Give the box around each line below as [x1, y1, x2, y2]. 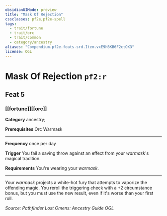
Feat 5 [5, 90, 25, 99]
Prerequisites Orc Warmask [5, 126, 63, 132]
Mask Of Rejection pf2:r [5, 70, 107, 82]
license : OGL [5, 49, 32, 54]
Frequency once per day [5, 141, 56, 147]
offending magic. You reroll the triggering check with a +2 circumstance [5, 185, 153, 191]
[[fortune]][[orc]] [5, 105, 47, 112]
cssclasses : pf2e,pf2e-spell [5, 16, 66, 21]
